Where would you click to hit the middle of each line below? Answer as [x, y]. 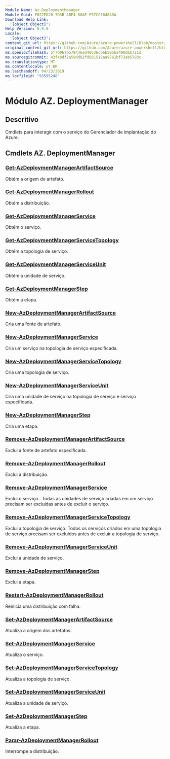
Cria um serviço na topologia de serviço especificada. [61, 348]
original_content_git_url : [34, 48]
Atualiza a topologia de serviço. [38, 679]
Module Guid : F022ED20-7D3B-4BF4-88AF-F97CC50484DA [61, 15]
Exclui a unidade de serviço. [35, 558]
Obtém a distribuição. [28, 203]
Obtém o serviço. [23, 227]
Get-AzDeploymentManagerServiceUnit [56, 264]
